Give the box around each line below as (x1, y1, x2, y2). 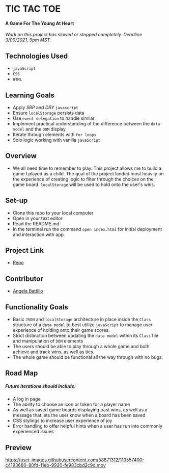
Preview (5, 443, 32, 452)
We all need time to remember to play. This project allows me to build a (12, 165, 162, 171)
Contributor (5, 274, 43, 283)
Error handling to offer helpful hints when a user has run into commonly (12, 423, 163, 429)
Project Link (5, 246, 44, 255)
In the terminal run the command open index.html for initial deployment (12, 226, 162, 232)
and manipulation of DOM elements (12, 338, 83, 344)
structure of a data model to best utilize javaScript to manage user (12, 322, 153, 328)
